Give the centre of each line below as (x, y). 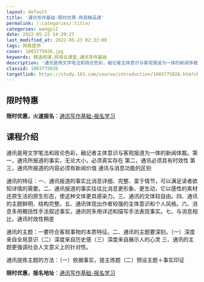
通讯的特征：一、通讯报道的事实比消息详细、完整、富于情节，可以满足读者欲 (102, 181)
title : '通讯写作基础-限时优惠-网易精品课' (55, 18)
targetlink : (21, 74)
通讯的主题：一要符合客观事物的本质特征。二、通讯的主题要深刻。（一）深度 (101, 232)
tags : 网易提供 (24, 46)
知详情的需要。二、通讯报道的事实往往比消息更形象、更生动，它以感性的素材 (102, 188)
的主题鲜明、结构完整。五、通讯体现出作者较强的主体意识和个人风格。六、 (99, 204)
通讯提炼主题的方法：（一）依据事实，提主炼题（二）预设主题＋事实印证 (95, 260)
